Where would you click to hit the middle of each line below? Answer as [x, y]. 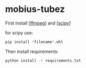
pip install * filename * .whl [34, 42]
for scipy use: [19, 32]
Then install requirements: [32, 51]
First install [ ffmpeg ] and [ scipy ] [38, 23]
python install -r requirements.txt [43, 60]
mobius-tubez [35, 9]
